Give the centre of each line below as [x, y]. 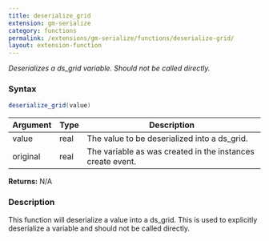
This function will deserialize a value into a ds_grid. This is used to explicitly [133, 219]
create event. [112, 162]
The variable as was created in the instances [171, 151]
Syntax [22, 89]
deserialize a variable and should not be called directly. [99, 228]
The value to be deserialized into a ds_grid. [167, 139]
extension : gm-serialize [50, 23]
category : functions [43, 30]
